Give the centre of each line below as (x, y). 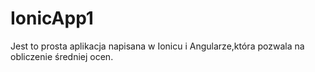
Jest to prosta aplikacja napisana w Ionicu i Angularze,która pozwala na (157, 46)
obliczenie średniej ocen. (62, 56)
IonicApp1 (52, 18)
